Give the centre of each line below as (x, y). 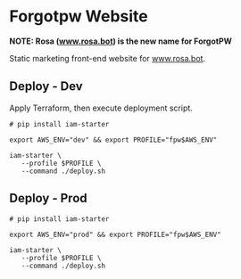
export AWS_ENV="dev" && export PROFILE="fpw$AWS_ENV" (113, 140)
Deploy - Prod (48, 198)
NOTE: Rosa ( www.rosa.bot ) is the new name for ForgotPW (120, 41)
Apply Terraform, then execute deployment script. (101, 108)
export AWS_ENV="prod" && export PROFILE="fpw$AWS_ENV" (115, 234)
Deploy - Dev (46, 86)
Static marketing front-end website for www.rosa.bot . (108, 58)
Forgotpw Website (79, 16)
